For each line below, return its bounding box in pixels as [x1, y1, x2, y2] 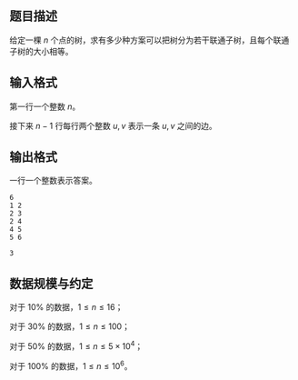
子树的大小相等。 [9, 45, 74, 56]
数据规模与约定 [9, 275, 94, 291]
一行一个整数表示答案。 [9, 175, 97, 186]
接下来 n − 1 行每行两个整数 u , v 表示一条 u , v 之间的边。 [9, 120, 217, 131]
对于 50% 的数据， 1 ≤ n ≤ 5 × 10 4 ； [9, 339, 144, 352]
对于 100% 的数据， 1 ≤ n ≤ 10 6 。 [9, 358, 133, 371]
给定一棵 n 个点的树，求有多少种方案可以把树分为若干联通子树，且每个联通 [9, 35, 290, 45]
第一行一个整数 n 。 [9, 101, 81, 112]
